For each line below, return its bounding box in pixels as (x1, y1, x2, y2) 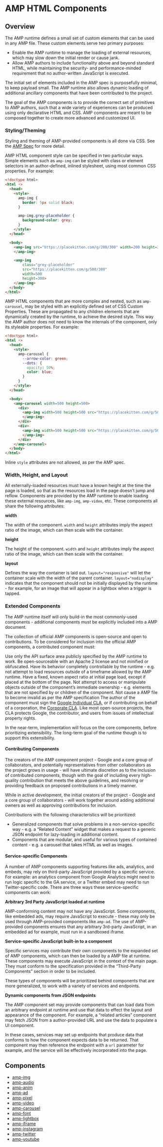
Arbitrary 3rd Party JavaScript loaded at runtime (5, 899, 105, 905)
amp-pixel (12, 1095, 33, 1100)
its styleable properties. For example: (5, 324, 79, 330)
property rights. (5, 715, 36, 721)
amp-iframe (12, 1120, 36, 1127)
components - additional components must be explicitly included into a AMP (5, 619, 158, 624)
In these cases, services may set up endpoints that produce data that (5, 1032, 144, 1038)
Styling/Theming (5, 127, 46, 134)
